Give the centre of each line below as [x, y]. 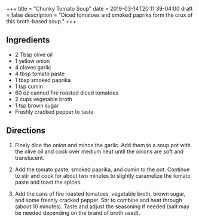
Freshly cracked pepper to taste [54, 112]
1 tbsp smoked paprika [43, 80]
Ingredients [28, 40]
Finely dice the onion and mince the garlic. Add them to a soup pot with [103, 145]
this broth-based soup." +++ [41, 21]
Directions [26, 131]
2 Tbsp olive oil [33, 54]
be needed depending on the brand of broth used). [77, 212]
